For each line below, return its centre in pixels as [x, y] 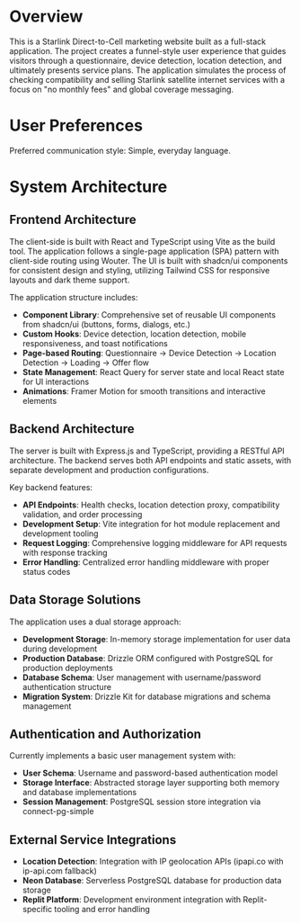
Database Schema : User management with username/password [141, 677]
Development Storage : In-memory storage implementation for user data [156, 639]
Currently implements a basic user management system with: [123, 756]
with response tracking [65, 552]
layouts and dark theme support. [70, 280]
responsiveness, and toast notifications [95, 343]
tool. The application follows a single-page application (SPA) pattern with [145, 251]
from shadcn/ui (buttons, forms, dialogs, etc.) [106, 324]
